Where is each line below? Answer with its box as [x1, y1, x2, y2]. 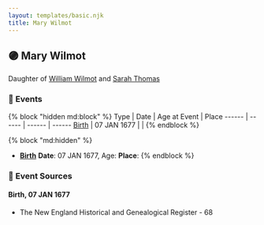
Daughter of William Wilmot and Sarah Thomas [8, 74, 160, 84]
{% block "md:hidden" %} [8, 135, 93, 144]
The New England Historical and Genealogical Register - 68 [19, 207, 214, 217]
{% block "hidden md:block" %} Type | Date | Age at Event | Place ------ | [8, 111, 248, 121]
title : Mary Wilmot [8, 19, 73, 27]
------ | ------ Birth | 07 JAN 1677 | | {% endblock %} [27, 120, 199, 129]
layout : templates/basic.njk [8, 11, 104, 20]
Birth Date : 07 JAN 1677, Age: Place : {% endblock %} [19, 151, 195, 160]
